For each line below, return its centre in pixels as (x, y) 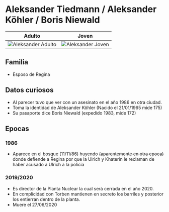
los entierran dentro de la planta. (46, 199)
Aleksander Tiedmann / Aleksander (81, 9)
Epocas (17, 128)
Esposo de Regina (31, 74)
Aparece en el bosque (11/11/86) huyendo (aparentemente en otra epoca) (88, 154)
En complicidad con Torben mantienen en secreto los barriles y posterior (88, 194)
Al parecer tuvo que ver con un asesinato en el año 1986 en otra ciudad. (87, 102)
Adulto (32, 36)
